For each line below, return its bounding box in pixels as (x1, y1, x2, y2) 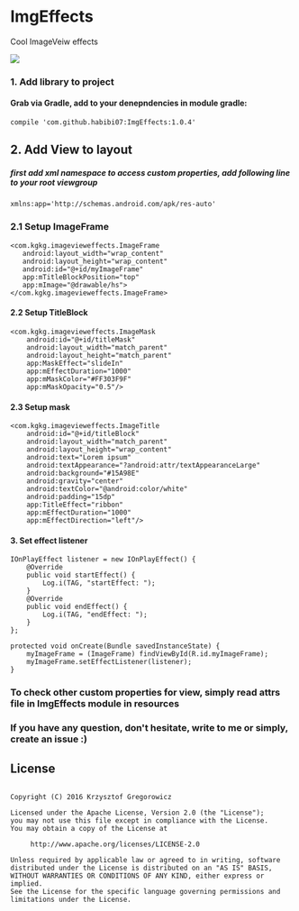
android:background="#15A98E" (26, 469, 140, 478)
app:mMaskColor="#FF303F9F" (26, 374, 131, 384)
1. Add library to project (10, 75, 115, 87)
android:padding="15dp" (26, 493, 116, 502)
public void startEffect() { (26, 570, 136, 580)
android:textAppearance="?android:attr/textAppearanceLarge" (26, 461, 260, 470)
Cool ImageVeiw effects (10, 36, 98, 47)
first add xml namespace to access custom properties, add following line (10, 168, 291, 178)
